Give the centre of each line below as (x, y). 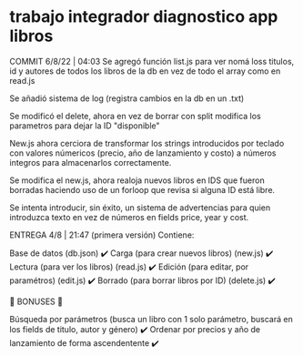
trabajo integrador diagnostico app (144, 17)
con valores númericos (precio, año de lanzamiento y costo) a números (143, 153)
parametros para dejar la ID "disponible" (85, 126)
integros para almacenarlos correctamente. (91, 162)
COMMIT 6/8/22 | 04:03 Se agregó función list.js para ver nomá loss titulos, (152, 61)
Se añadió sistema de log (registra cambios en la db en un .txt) (127, 98)
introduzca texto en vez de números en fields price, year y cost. (129, 217)
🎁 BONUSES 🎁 (36, 301)
